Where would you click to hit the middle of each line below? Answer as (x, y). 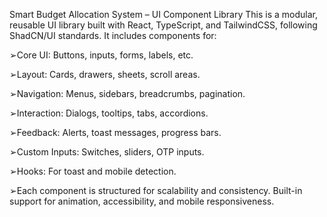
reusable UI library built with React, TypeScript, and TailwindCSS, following (163, 25)
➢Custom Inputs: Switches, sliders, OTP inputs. (107, 152)
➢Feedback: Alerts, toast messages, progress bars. (115, 132)
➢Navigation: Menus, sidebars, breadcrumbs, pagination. (127, 93)
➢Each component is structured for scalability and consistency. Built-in (156, 190)
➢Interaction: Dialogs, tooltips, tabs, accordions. (109, 113)
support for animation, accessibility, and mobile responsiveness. (142, 201)
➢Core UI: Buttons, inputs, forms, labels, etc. (101, 55)
